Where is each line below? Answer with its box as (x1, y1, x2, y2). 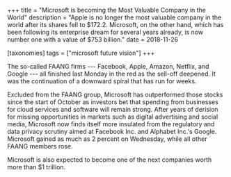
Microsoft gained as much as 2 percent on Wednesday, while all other (7, 135, 207, 143)
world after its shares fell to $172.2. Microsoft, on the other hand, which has (7, 21, 224, 28)
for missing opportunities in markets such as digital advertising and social (7, 112, 218, 121)
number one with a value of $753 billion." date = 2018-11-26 (7, 35, 179, 44)
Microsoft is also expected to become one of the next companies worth (7, 155, 212, 164)
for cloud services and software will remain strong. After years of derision (7, 106, 218, 113)
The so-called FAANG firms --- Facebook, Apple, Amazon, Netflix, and (7, 62, 209, 70)
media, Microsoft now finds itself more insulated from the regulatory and (7, 120, 215, 128)
